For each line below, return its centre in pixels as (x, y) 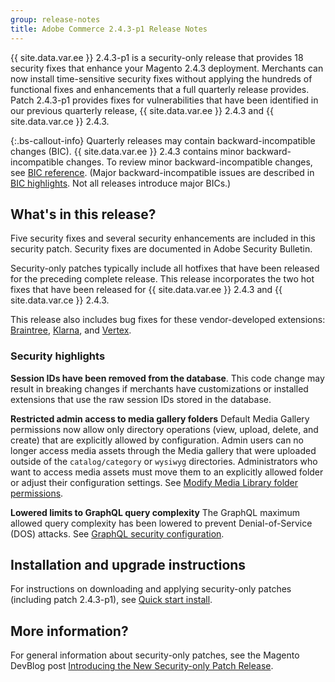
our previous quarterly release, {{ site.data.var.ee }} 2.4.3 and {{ (142, 110)
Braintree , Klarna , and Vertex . (71, 330)
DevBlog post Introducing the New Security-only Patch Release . (142, 666)
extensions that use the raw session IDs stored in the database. (141, 399)
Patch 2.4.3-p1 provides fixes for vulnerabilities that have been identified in (164, 100)
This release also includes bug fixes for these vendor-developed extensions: (168, 320)
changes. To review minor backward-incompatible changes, (189, 162)
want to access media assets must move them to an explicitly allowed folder (167, 472)
